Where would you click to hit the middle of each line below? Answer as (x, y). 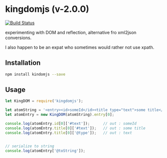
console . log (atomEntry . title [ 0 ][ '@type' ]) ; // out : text (69, 133)
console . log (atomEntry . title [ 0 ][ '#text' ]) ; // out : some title (75, 128)
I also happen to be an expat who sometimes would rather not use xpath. (80, 47)
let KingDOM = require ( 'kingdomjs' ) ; (44, 101)
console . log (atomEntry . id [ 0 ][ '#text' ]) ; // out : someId (71, 124)
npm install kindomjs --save (35, 74)
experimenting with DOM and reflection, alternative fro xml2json (71, 32)
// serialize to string (30, 146)
